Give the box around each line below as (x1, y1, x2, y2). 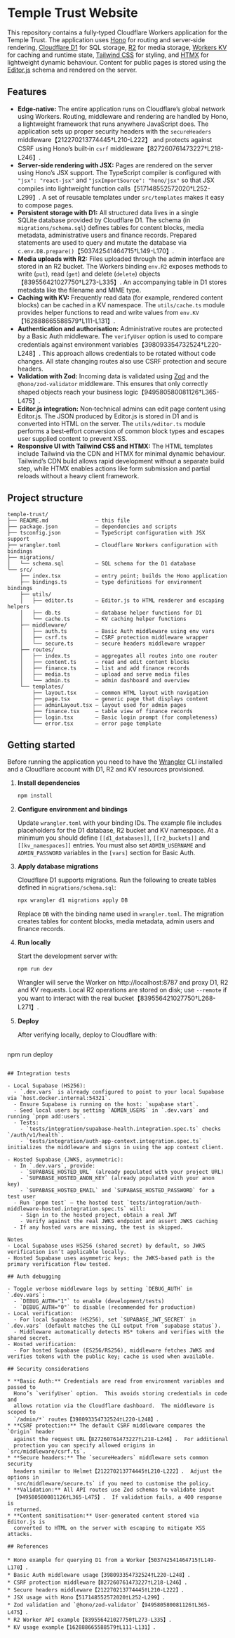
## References (7, 1543, 49, 1550)
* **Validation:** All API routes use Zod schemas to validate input (7, 1486, 215, 1493)
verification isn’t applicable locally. (7, 1248, 128, 1255)
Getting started (7, 738, 76, 750)
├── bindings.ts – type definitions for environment (20, 578, 202, 585)
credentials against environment (17, 340, 111, 349)
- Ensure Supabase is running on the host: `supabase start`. (13, 1101, 199, 1108)
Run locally (17, 938, 51, 947)
